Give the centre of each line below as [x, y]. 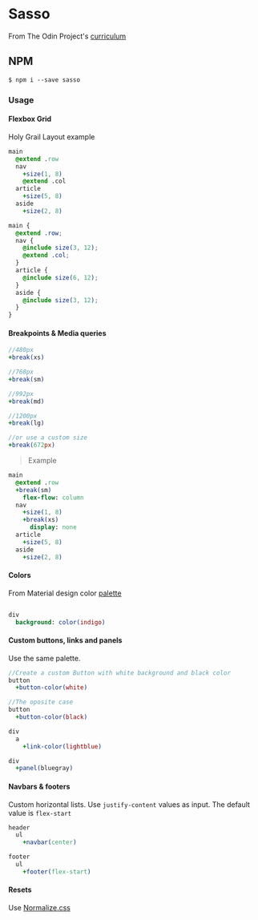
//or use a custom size [48, 438]
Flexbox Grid [30, 119]
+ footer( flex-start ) [57, 872]
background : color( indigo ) [60, 622]
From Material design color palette [65, 593]
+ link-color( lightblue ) [62, 746]
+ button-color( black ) [52, 717]
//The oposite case [41, 702]
